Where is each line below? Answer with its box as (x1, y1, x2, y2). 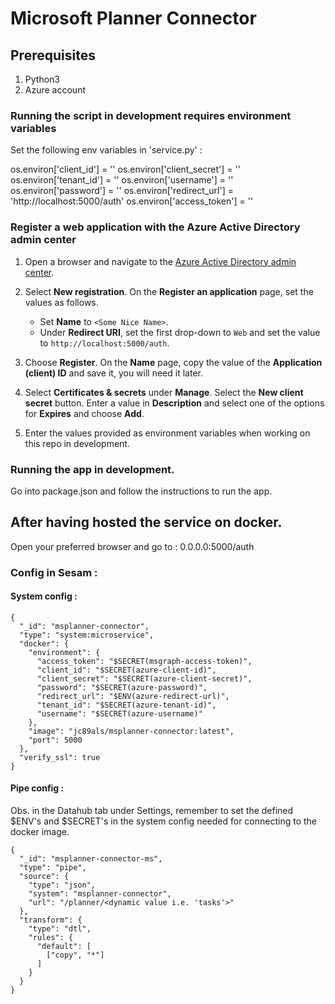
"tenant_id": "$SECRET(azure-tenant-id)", (36, 700, 217, 710)
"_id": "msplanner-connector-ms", (19, 854, 163, 864)
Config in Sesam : (10, 565, 98, 579)
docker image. (10, 826, 70, 838)
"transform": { (19, 915, 83, 926)
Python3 (24, 73, 60, 85)
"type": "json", (28, 880, 97, 891)
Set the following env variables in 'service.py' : (10, 144, 203, 156)
